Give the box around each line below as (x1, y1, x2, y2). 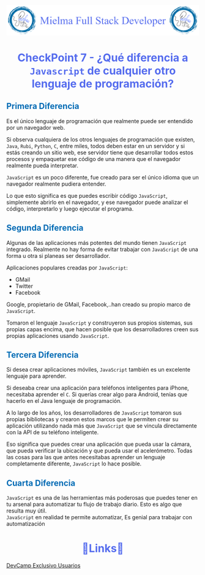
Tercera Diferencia (6, 350, 79, 360)
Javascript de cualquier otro (29, 64, 176, 78)
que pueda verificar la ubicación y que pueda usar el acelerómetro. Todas (6, 447, 193, 454)
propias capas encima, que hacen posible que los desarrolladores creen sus (6, 325, 199, 333)
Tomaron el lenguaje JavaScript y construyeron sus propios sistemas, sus (6, 319, 193, 326)
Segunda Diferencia (6, 223, 84, 233)
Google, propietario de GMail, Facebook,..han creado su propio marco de (6, 301, 191, 308)
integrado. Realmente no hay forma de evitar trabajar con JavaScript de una (6, 246, 199, 253)
